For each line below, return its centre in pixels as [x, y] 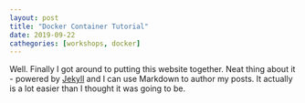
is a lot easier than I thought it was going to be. [97, 88]
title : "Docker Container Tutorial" [79, 26]
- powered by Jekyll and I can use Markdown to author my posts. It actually [152, 79]
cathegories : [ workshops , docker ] [75, 43]
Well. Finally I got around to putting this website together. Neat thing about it [152, 69]
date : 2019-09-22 [42, 35]
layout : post [34, 18]
